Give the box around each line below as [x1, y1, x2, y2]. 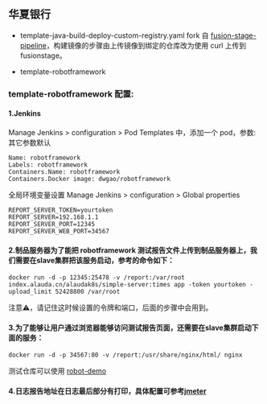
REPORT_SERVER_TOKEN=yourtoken [8, 206, 113, 214]
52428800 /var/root [55, 288, 121, 296]
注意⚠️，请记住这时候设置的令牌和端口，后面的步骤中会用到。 [8, 303, 213, 312]
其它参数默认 [8, 138, 51, 147]
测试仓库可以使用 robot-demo [8, 366, 107, 376]
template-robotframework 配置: [8, 88, 134, 99]
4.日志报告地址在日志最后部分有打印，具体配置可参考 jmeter [8, 385, 207, 396]
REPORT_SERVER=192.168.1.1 [8, 212, 99, 221]
